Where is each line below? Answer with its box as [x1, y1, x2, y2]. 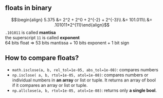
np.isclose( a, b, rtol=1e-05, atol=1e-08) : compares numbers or [12, 72, 148, 78]
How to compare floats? [5, 54, 79, 62]
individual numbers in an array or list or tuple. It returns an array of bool [12, 77, 156, 83]
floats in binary [5, 4, 52, 12]
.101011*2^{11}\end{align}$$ [54, 22, 110, 28]
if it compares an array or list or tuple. [12, 82, 88, 88]
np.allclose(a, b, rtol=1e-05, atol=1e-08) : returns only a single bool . [12, 87, 157, 93]
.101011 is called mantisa [5, 29, 56, 35]
